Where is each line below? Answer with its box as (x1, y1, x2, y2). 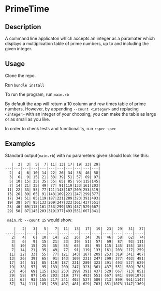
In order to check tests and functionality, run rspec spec (5, 125, 117, 131)
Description (5, 23, 41, 31)
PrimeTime (5, 3, 49, 15)
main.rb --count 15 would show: (7, 217, 73, 223)
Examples (5, 139, 35, 148)
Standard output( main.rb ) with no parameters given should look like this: (5, 153, 149, 158)
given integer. (5, 46, 32, 51)
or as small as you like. (5, 116, 50, 122)
